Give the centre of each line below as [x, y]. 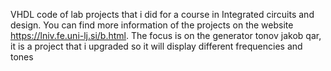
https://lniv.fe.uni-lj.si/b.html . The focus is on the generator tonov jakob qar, [166, 35]
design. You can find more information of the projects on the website [152, 25]
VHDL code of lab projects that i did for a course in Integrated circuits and [162, 14]
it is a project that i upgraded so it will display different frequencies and [156, 46]
